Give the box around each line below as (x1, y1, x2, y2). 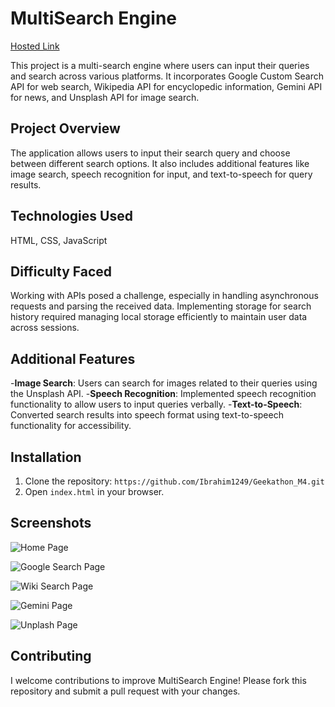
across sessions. (10, 322, 80, 334)
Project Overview (10, 120, 121, 137)
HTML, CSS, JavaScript (10, 234, 108, 246)
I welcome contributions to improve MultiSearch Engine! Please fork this (10, 674, 307, 686)
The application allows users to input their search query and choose (10, 147, 291, 159)
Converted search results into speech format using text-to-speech (10, 409, 284, 421)
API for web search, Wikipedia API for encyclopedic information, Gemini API (10, 80, 323, 92)
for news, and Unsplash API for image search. (10, 91, 200, 103)
